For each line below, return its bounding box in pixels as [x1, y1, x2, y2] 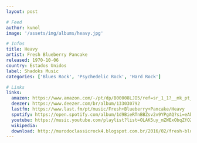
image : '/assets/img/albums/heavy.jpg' [6, 30, 104, 36]
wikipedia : [11, 122, 38, 128]
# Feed [6, 19, 22, 25]
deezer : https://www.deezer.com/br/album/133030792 [11, 101, 141, 107]
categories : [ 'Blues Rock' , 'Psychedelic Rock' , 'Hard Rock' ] [6, 74, 161, 79]
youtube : [11, 117, 33, 123]
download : [11, 128, 35, 134]
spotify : [11, 111, 33, 118]
